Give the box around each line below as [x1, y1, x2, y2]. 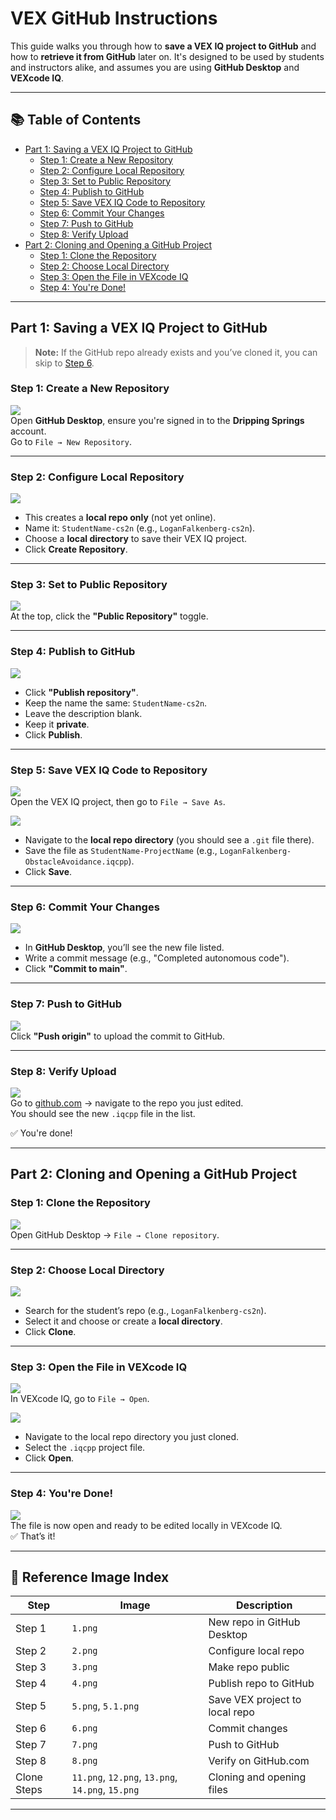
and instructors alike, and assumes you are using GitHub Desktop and [10, 61, 300, 73]
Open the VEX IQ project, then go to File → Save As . [10, 796, 226, 808]
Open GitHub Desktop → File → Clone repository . [10, 1228, 220, 1241]
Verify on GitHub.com [208, 1754, 310, 1768]
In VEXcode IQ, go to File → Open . [10, 1393, 150, 1405]
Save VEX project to [208, 1693, 302, 1707]
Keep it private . [24, 718, 90, 730]
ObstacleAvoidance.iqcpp [24, 857, 129, 867]
